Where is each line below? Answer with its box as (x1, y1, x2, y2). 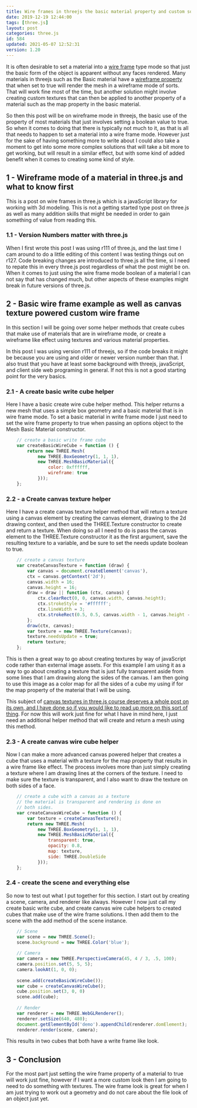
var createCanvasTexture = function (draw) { (16, 563, 130, 568)
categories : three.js (6, 31, 59, 36)
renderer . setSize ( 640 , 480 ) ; (16, 1016, 88, 1022)
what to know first (6, 182, 74, 192)
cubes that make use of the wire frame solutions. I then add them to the (6, 910, 179, 918)
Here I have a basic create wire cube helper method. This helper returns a (6, 401, 185, 408)
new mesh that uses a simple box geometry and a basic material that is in (6, 407, 184, 414)
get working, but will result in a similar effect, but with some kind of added (6, 149, 185, 157)
